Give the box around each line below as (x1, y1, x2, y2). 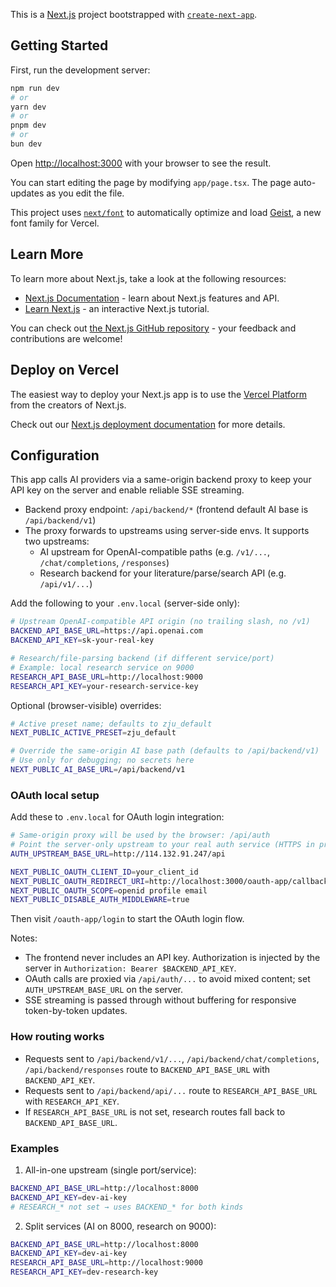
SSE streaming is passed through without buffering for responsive (24, 994, 297, 1006)
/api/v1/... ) (39, 578, 93, 590)
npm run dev (10, 83, 60, 93)
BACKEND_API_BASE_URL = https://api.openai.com (10, 626, 203, 636)
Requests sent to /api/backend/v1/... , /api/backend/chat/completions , (24, 1052, 320, 1064)
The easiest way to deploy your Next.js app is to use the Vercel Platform (10, 388, 308, 400)
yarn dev (10, 102, 47, 112)
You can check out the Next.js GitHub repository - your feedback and (10, 322, 297, 334)
